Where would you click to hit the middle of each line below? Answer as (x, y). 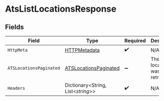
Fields (15, 27)
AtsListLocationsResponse (61, 9)
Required (135, 41)
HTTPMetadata (82, 50)
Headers (16, 88)
